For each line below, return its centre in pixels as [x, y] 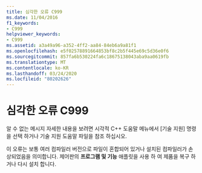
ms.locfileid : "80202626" [39, 79]
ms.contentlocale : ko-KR [37, 68]
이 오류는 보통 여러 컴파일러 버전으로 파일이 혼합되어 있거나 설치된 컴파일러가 [97, 149]
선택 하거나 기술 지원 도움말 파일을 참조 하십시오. [70, 136]
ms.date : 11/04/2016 [32, 17]
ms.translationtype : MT [36, 62]
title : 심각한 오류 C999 [34, 12]
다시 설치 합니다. [37, 164]
